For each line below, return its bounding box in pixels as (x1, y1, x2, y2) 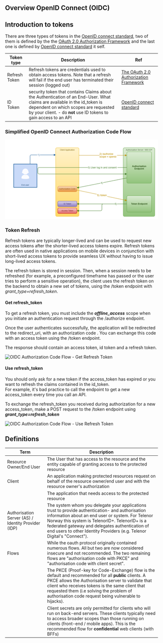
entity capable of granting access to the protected (47, 461, 147, 467)
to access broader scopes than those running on (47, 615, 144, 621)
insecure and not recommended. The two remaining (47, 550, 150, 556)
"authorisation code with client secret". (47, 561, 125, 567)
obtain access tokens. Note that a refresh (29, 71, 111, 77)
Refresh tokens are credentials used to (29, 67, 106, 72)
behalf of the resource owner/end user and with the (47, 478, 150, 484)
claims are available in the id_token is (29, 99, 103, 105)
